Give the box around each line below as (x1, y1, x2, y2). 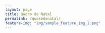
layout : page (5, 7, 32, 12)
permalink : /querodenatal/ (5, 16, 61, 21)
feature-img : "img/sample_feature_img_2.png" (5, 20, 101, 26)
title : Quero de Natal (5, 12, 52, 16)
